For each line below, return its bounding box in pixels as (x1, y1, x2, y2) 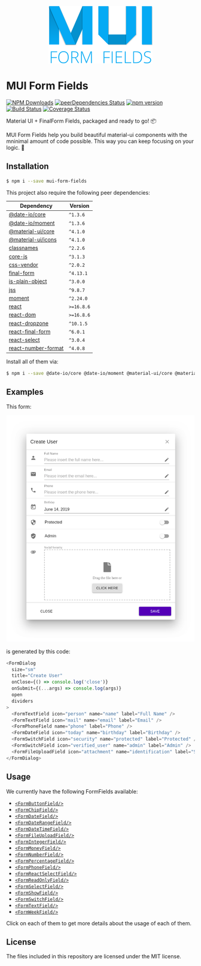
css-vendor (8, 261, 39, 268)
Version (69, 202, 90, 210)
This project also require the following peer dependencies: (6, 189, 151, 196)
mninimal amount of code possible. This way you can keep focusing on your (6, 138, 194, 145)
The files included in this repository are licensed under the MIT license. (6, 953, 181, 960)
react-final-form (8, 327, 51, 335)
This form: (6, 402, 32, 410)
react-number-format (8, 345, 64, 352)
